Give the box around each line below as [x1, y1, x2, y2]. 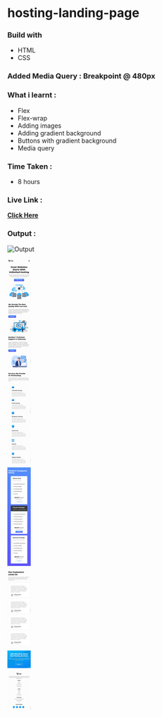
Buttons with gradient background [17, 136, 117, 145]
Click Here [7, 211, 39, 219]
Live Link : [7, 195, 43, 205]
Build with [7, 30, 42, 40]
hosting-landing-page [7, 5, 139, 21]
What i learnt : [7, 90, 56, 100]
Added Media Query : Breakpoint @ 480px [7, 71, 156, 81]
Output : [7, 229, 37, 239]
